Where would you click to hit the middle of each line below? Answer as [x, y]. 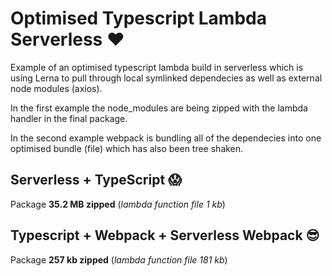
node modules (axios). [56, 88]
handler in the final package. [69, 118]
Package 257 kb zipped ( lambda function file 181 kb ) [119, 259]
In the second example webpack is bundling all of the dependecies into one [166, 138]
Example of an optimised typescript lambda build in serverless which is [157, 67]
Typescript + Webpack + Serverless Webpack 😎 [165, 235]
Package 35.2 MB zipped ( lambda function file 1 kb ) [118, 204]
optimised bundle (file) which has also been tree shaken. [127, 148]
